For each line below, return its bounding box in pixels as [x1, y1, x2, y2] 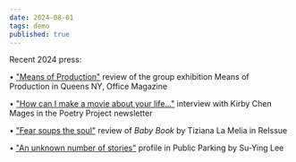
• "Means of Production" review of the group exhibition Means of [9, 72, 250, 82]
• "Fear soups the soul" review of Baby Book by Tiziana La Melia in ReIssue [9, 125, 288, 136]
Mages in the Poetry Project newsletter [9, 108, 153, 119]
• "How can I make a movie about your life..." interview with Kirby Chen [9, 98, 273, 109]
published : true [9, 30, 70, 38]
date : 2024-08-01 [9, 13, 74, 22]
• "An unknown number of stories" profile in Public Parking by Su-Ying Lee [9, 142, 284, 153]
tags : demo [9, 21, 50, 30]
